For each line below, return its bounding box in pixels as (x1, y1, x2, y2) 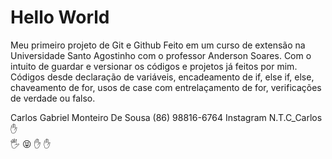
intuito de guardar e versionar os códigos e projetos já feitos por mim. (10, 60, 298, 72)
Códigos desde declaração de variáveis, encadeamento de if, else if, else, (10, 71, 315, 83)
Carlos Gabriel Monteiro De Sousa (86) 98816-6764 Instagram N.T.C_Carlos (10, 111, 323, 123)
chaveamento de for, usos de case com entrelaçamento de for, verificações (10, 81, 322, 93)
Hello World (10, 6, 110, 29)
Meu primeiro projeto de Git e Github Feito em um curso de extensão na (10, 39, 306, 51)
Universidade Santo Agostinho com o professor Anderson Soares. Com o (10, 49, 312, 61)
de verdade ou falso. (10, 92, 96, 104)
